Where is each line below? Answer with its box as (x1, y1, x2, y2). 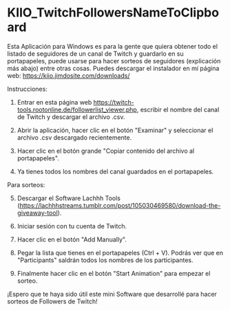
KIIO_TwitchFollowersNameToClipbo (7, 5, 219, 21)
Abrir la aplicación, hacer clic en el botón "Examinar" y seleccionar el (17, 126, 213, 134)
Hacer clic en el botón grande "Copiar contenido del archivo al (17, 147, 195, 155)
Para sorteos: (7, 180, 45, 189)
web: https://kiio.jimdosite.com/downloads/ (7, 71, 130, 80)
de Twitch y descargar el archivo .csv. (17, 112, 125, 121)
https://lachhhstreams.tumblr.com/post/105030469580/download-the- (19, 201, 221, 209)
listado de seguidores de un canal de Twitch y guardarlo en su (7, 50, 184, 58)
